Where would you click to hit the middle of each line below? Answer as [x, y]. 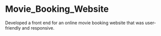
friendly [13, 28]
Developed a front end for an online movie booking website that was [75, 23]
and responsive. [38, 28]
